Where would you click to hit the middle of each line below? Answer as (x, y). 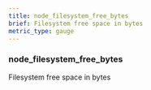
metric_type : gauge (41, 31)
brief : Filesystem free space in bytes (76, 24)
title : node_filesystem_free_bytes (69, 16)
